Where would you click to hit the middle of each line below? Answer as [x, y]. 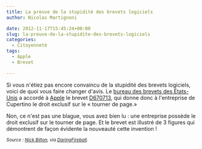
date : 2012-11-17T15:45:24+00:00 [49, 28]
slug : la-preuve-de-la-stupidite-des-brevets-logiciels [78, 34]
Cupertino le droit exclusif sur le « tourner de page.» [72, 104]
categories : [21, 40]
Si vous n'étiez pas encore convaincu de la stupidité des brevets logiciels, [99, 85]
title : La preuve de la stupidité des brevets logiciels [80, 12]
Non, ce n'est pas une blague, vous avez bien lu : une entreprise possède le [101, 116]
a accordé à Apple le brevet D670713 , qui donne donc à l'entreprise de [107, 98]
